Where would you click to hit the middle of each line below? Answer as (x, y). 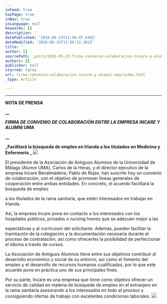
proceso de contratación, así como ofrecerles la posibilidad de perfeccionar (83, 239)
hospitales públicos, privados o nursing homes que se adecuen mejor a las (82, 219)
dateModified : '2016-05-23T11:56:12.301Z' (50, 42)
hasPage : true (20, 14)
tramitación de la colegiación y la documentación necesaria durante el (77, 234)
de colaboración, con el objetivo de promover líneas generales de (72, 178)
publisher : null (22, 65)
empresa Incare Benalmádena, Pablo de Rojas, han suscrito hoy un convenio (83, 173)
